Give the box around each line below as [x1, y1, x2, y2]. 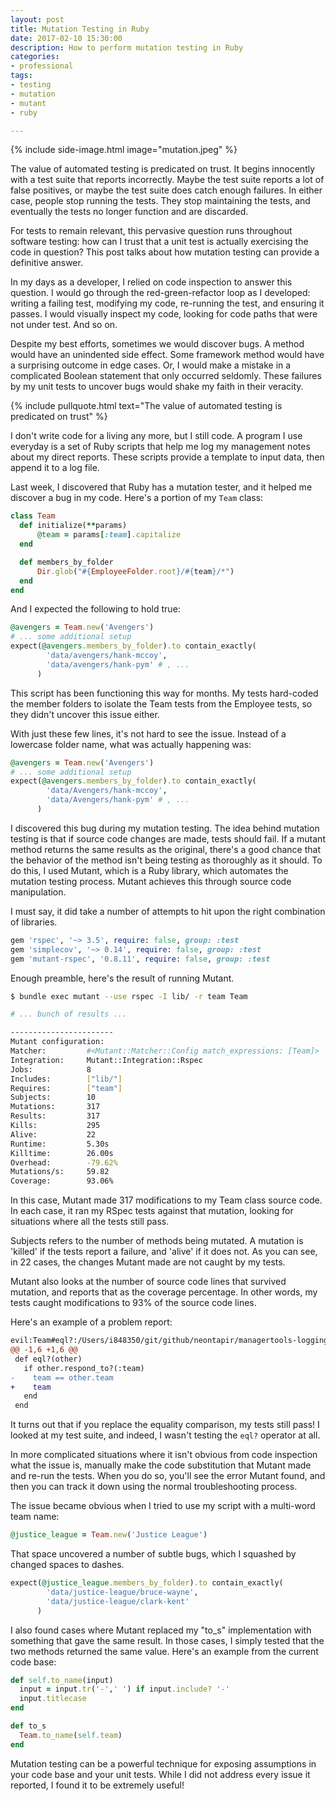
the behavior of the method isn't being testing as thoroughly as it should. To [10, 854, 323, 866]
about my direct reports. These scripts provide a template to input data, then [10, 451, 325, 463]
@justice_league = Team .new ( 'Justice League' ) [10, 1530, 208, 1540]
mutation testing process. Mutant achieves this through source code [10, 875, 292, 887]
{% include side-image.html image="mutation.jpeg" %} [10, 144, 238, 156]
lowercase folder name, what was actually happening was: [10, 738, 252, 750]
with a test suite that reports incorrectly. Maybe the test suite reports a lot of [10, 174, 325, 186]
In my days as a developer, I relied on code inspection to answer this [10, 276, 293, 288]
